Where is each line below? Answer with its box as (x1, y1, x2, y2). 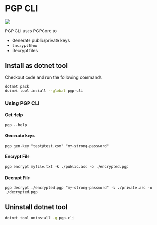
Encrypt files (12, 42, 38, 48)
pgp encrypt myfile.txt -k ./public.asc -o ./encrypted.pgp (5, 165, 129, 169)
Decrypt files (12, 47, 38, 53)
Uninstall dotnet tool (5, 203, 68, 211)
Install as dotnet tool (5, 61, 68, 70)
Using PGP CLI (5, 100, 40, 106)
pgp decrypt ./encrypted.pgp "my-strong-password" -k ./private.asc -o (5, 185, 152, 190)
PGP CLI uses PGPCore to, (5, 28, 58, 34)
